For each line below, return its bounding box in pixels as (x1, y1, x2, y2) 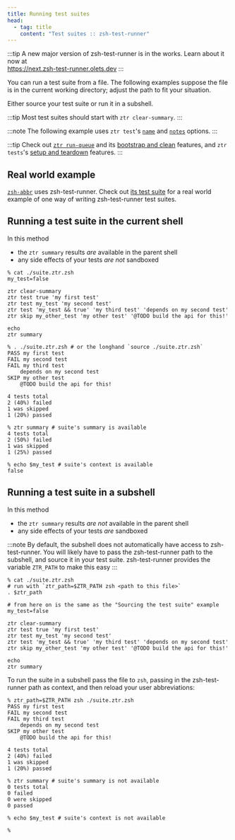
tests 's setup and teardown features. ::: (7, 148, 123, 156)
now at (7, 57, 28, 66)
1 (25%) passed (7, 449, 52, 456)
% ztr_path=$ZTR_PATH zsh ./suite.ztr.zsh (7, 696, 134, 704)
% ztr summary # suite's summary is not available (7, 777, 159, 784)
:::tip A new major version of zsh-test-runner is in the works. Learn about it (7, 50, 224, 58)
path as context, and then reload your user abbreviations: (28, 683, 195, 691)
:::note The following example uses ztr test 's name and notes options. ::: (7, 127, 218, 135)
